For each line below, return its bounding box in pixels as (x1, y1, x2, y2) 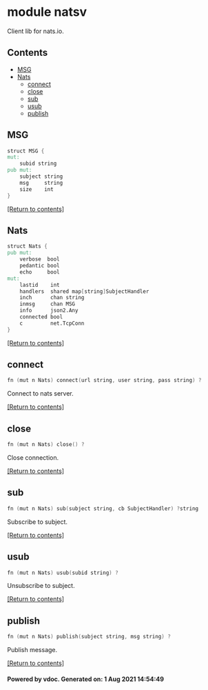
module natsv (7, 4, 87, 20)
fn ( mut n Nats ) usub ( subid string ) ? (7, 569, 118, 576)
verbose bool (19, 256, 60, 263)
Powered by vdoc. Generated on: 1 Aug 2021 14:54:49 (7, 675, 164, 683)
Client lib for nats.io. (7, 27, 64, 35)
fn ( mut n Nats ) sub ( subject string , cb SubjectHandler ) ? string (7, 505, 198, 512)
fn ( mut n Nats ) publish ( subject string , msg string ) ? (7, 633, 171, 640)
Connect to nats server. (7, 389, 74, 398)
